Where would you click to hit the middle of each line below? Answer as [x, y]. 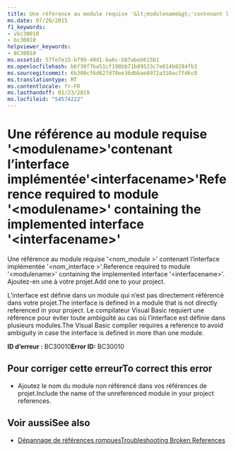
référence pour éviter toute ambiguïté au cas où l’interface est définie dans [117, 317]
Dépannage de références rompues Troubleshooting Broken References [122, 440]
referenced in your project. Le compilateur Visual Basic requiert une [106, 310]
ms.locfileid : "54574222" [45, 100]
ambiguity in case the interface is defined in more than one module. [106, 332]
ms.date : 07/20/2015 [38, 20]
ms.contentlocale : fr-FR [44, 86]
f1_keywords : [26, 27]
